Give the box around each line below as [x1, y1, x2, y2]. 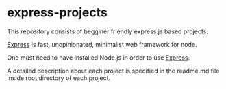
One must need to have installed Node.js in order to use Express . [7, 53, 190, 62]
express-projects [7, 5, 108, 20]
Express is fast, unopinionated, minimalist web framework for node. [7, 40, 197, 48]
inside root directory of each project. [7, 73, 111, 82]
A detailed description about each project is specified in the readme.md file [7, 67, 220, 75]
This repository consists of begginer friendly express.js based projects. [7, 27, 209, 35]
